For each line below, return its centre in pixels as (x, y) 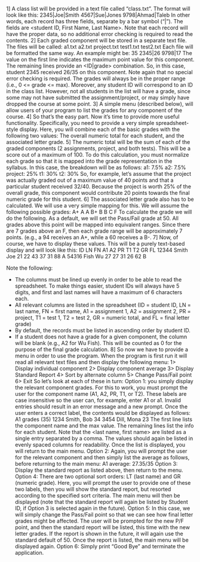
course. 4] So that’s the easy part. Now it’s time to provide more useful (93, 117)
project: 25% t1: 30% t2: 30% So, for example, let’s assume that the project (99, 174)
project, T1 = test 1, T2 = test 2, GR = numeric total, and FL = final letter (102, 317)
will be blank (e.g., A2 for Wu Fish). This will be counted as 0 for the (98, 343)
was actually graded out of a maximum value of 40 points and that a (90, 180)
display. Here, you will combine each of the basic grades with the (100, 129)
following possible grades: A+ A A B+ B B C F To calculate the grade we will (99, 212)
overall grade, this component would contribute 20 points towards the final (98, 193)
